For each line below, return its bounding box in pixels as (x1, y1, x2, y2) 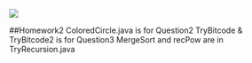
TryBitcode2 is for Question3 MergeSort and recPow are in (9, 35, 224, 44)
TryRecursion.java (9, 44, 75, 54)
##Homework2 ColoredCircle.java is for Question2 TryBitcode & (9, 25, 243, 35)
